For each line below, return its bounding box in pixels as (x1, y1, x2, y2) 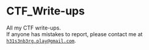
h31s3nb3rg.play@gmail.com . (6, 37, 77, 44)
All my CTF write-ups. (6, 24, 61, 31)
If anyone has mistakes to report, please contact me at (6, 30, 143, 37)
